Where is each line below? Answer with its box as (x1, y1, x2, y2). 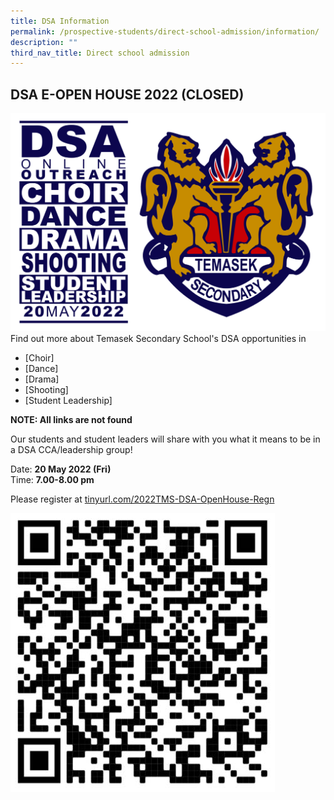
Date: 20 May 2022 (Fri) (10, 463, 112, 475)
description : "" (10, 37, 78, 47)
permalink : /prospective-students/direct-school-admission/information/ (10, 26, 320, 37)
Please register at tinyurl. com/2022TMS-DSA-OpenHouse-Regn (10, 493, 275, 505)
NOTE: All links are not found (10, 414, 133, 426)
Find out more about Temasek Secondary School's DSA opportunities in (10, 333, 307, 345)
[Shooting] (24, 384, 69, 396)
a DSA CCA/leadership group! (10, 444, 133, 456)
